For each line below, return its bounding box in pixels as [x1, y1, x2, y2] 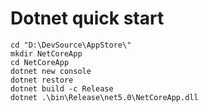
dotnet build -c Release [10, 83, 114, 94]
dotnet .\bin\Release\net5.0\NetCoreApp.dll [10, 92, 199, 102]
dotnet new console [10, 66, 92, 76]
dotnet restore [10, 75, 74, 85]
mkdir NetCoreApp [10, 48, 83, 59]
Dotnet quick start [10, 7, 165, 30]
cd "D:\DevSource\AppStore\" [10, 40, 132, 50]
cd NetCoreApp [10, 57, 70, 67]
